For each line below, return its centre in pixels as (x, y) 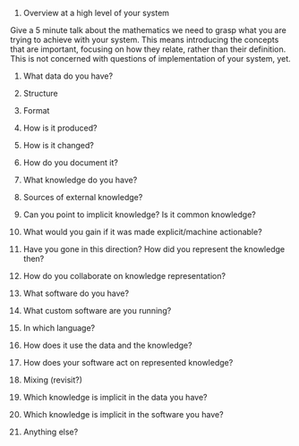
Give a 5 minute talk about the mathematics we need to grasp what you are (149, 30)
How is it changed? (59, 145)
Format (36, 110)
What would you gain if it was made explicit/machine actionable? (142, 232)
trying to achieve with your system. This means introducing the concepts (145, 40)
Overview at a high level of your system (96, 13)
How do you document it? (71, 163)
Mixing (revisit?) (53, 380)
